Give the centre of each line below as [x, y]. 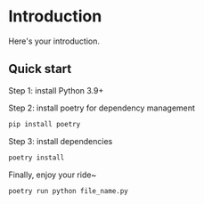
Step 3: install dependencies [61, 141]
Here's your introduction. [54, 41]
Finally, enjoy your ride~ [53, 175]
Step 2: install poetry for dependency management [102, 108]
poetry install [37, 158]
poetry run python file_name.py [68, 191]
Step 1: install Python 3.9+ [56, 90]
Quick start [40, 69]
